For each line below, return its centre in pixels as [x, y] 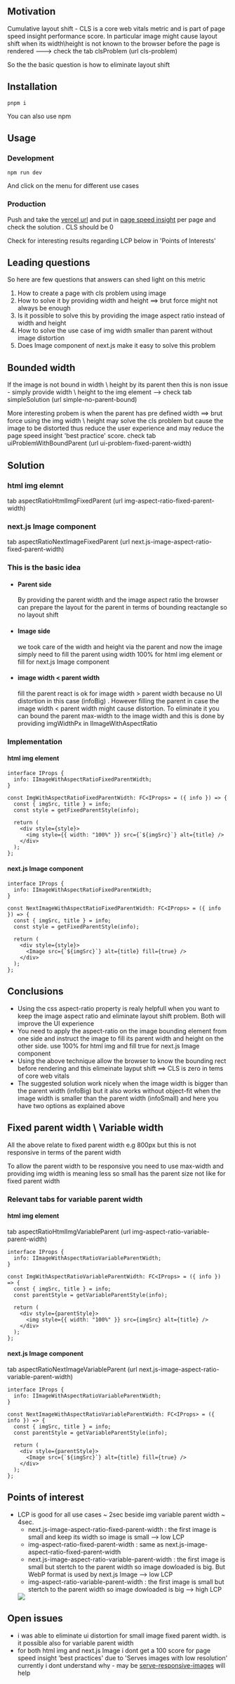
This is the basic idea [44, 567]
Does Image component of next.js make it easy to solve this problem [116, 346]
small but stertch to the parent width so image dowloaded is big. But [127, 1566]
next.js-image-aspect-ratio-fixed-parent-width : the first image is [122, 1529]
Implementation [35, 741]
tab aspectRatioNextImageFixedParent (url [69, 542]
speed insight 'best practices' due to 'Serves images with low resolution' [122, 1658]
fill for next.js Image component [63, 662]
